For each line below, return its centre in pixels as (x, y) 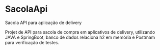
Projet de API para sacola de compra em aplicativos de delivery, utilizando (80, 32)
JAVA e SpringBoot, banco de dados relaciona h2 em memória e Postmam (80, 37)
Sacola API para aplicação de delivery (43, 23)
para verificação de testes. (32, 42)
